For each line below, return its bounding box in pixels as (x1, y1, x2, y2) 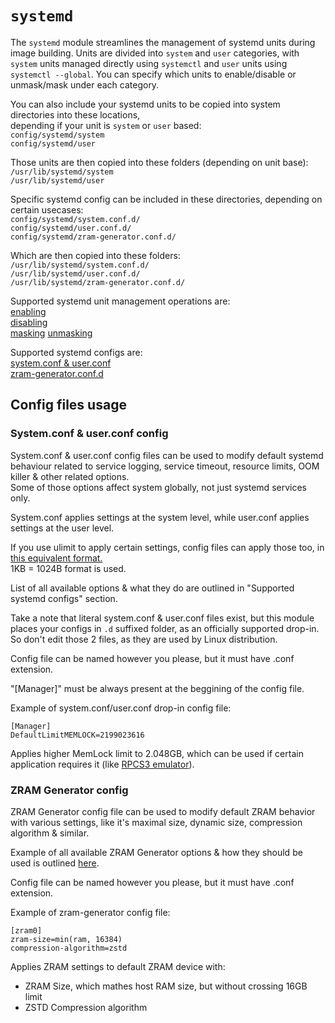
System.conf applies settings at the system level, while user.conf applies (10, 511, 310, 523)
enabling (10, 305, 47, 317)
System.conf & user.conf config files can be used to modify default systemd (10, 449, 324, 461)
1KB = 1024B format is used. (10, 562, 127, 574)
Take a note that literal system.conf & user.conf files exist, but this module (10, 612, 315, 624)
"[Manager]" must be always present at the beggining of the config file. (10, 682, 305, 694)
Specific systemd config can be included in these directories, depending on (10, 193, 323, 205)
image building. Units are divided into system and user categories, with (10, 47, 300, 59)
